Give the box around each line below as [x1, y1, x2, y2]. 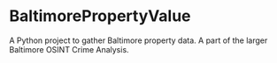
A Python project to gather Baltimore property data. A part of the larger [9, 35, 268, 45]
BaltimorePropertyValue [9, 6, 191, 26]
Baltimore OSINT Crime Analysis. [9, 44, 130, 54]
